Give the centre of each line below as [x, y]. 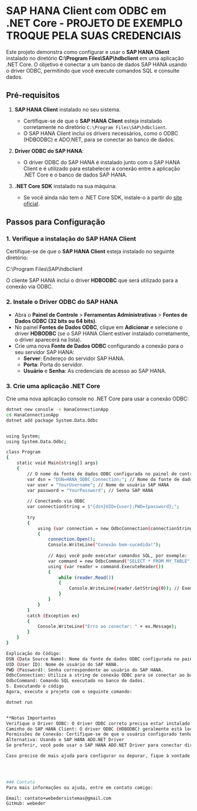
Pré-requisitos [33, 95]
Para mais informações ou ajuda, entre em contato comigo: [80, 788]
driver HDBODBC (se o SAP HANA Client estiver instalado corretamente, [102, 333]
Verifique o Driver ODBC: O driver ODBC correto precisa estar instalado [98, 723]
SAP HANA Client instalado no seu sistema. [68, 109]
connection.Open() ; [72, 539]
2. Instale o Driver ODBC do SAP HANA [62, 302]
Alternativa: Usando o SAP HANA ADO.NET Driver [65, 740]
